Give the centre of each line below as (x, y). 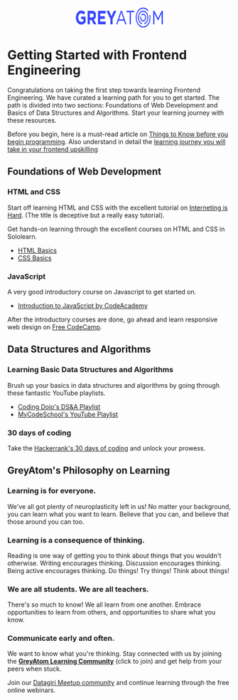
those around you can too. (46, 521)
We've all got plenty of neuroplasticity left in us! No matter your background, (119, 506)
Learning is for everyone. (52, 491)
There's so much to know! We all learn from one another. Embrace (104, 604)
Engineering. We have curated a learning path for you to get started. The (114, 97)
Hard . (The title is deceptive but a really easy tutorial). (86, 215)
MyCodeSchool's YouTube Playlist (68, 414)
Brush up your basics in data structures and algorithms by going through (114, 385)
